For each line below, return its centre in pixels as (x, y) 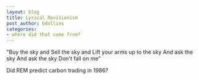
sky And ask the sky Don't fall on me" (54, 59)
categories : (21, 29)
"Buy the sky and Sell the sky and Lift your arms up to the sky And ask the (100, 52)
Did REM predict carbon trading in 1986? (57, 70)
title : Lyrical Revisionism (42, 18)
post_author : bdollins (35, 23)
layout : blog (23, 12)
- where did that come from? (43, 35)
